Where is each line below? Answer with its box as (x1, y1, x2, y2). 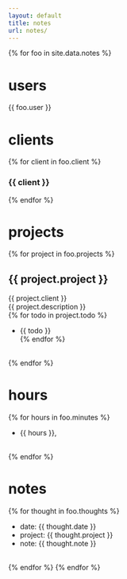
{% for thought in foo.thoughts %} (8, 506, 121, 516)
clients (8, 131, 54, 148)
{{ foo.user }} (8, 103, 52, 112)
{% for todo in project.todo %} (8, 310, 107, 320)
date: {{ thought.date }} (19, 522, 97, 531)
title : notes (8, 19, 52, 27)
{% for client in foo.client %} (8, 157, 102, 167)
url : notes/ (8, 26, 48, 34)
